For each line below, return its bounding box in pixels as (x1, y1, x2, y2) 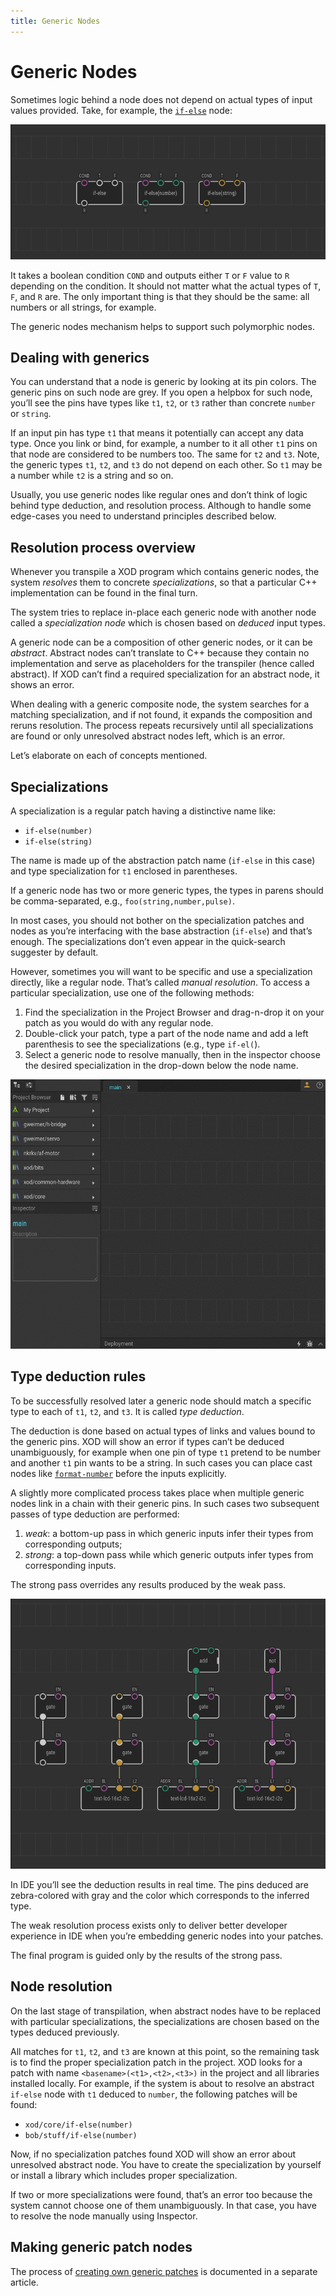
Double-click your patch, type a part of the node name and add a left (24, 1028, 309, 1039)
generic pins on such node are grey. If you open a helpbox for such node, (10, 386, 313, 399)
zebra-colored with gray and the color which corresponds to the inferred (10, 1889, 310, 1901)
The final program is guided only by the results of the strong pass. (10, 1949, 283, 1961)
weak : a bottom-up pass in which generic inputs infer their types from (24, 1527, 314, 1539)
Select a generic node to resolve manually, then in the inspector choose (24, 1049, 321, 1060)
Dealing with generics (10, 349, 150, 366)
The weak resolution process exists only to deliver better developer (10, 1919, 288, 1931)
